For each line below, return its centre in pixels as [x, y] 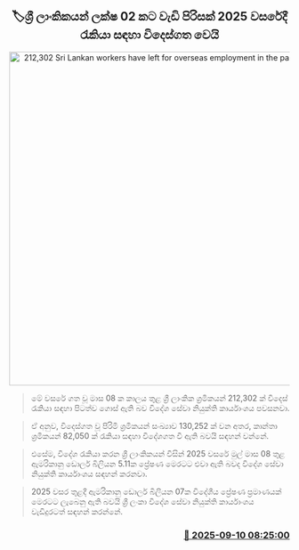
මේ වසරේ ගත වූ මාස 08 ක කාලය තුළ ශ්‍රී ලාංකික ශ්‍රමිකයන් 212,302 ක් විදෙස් [159, 398]
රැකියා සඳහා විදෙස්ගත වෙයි [149, 35]
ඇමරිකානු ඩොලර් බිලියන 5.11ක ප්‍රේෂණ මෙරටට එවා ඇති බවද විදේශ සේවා [157, 464]
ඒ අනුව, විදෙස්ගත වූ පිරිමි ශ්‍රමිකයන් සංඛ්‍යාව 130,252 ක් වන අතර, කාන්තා [154, 425]
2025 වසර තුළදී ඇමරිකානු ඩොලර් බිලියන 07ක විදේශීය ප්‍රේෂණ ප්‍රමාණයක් [156, 491]
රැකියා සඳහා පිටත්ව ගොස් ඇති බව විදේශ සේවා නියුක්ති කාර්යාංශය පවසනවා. [160, 408]
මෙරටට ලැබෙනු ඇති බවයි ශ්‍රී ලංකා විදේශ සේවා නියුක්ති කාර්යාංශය [142, 501]
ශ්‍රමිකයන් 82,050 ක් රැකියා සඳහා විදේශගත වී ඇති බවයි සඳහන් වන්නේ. [150, 435]
